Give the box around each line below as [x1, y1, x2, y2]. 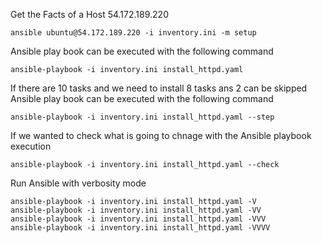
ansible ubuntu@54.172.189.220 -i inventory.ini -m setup [10, 28, 257, 38]
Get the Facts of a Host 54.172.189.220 [10, 9, 169, 20]
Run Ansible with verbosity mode [10, 177, 147, 189]
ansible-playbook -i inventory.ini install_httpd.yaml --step [10, 112, 275, 122]
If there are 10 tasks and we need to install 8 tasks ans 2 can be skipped [10, 82, 308, 94]
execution [10, 140, 52, 152]
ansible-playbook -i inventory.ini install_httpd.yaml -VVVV [10, 223, 271, 233]
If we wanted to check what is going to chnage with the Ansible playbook [10, 130, 312, 141]
